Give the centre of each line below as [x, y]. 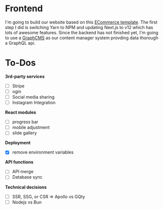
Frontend [24, 9]
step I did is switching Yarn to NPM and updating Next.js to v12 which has [79, 27]
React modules [21, 112]
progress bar [25, 122]
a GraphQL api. [20, 43]
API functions [19, 162]
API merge [23, 172]
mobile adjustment [31, 128]
